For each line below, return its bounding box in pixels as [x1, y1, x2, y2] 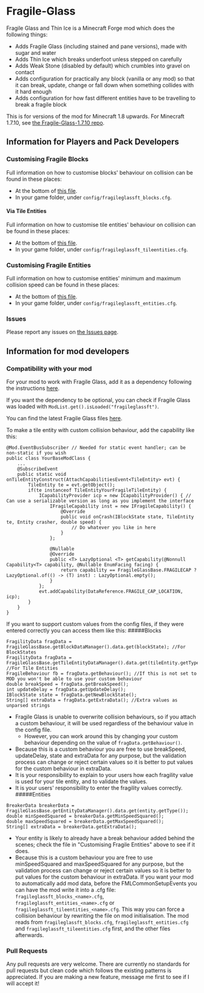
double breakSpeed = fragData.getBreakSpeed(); [6, 681, 129, 688]
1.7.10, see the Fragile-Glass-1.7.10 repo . [6, 119, 105, 126]
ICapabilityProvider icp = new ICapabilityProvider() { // [38, 493, 191, 499]
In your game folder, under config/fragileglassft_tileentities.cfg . [15, 245, 188, 253]
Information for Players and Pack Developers [6, 137, 179, 147]
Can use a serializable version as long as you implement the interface [6, 498, 194, 504]
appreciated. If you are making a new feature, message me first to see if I [6, 974, 189, 981]
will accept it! [6, 980, 39, 987]
